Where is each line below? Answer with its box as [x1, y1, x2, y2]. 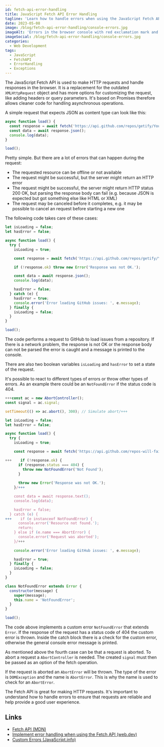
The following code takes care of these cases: [5, 215, 98, 221]
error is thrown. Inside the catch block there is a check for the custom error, [5, 635, 158, 640]
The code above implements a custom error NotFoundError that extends [5, 624, 149, 630]
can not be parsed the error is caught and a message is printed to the [5, 347, 145, 352]
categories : [5, 39, 29, 44]
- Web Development [9, 43, 47, 48]
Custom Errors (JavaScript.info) [12, 736, 76, 742]
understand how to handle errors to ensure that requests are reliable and [5, 694, 151, 700]
